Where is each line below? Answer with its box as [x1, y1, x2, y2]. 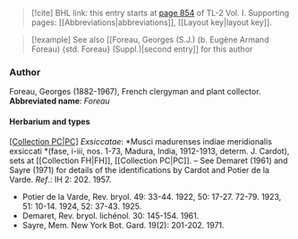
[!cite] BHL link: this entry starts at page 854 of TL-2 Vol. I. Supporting [30, 8, 290, 18]
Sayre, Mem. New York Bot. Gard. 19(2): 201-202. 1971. [21, 219, 226, 230]
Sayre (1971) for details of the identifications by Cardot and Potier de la [9, 164, 270, 175]
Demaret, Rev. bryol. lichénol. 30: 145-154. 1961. [21, 210, 200, 221]
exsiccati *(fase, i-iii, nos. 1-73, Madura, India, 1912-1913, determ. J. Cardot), [9, 145, 290, 156]
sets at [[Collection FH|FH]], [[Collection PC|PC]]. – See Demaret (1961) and [9, 155, 288, 166]
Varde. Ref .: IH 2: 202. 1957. [9, 174, 112, 185]
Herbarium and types [9, 116, 91, 127]
